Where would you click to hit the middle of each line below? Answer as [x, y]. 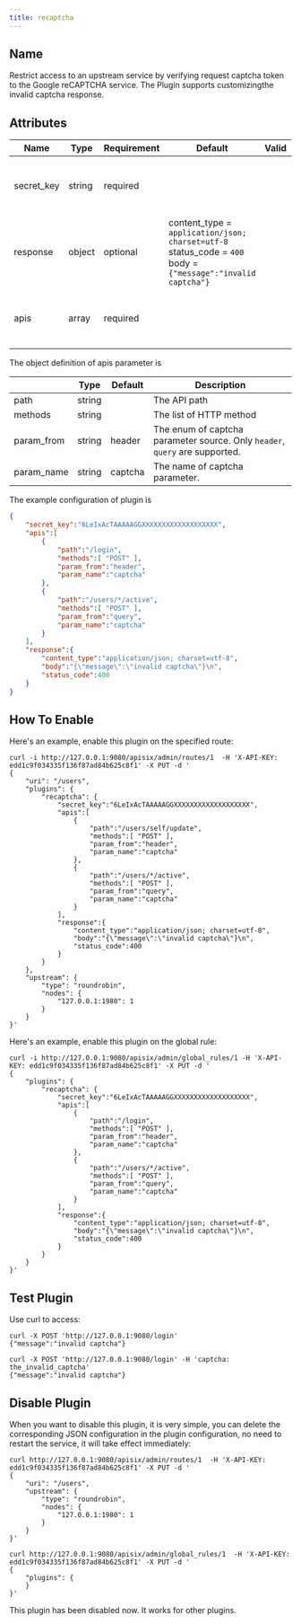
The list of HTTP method [205, 415]
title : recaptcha [42, 18]
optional [120, 252]
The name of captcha [198, 466]
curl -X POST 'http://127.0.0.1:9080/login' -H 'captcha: [120, 1360]
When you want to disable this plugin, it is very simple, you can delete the [145, 1424]
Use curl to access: [45, 1319]
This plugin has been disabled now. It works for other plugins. [123, 1610]
